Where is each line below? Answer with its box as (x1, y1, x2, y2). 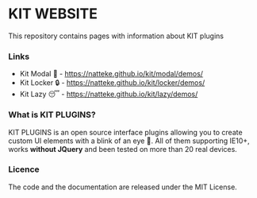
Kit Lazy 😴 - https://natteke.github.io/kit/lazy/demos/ (19, 89, 198, 99)
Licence (8, 164, 40, 175)
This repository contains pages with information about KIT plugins (8, 31, 224, 41)
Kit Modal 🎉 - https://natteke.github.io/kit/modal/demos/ (19, 69, 204, 79)
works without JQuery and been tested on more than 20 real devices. (8, 144, 238, 153)
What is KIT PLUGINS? (8, 109, 97, 120)
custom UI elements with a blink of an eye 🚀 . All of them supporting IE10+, (8, 136, 250, 146)
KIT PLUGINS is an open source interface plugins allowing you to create (8, 127, 244, 137)
